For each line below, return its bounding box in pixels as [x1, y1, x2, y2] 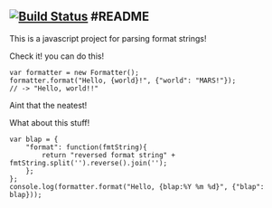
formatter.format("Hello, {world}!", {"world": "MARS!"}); [9, 76, 237, 85]
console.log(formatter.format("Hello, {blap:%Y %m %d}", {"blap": [9, 182, 265, 191]
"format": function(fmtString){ [25, 142, 147, 152]
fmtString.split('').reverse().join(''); [9, 158, 168, 167]
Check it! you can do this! [9, 51, 105, 61]
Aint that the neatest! [9, 99, 88, 110]
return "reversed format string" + [42, 150, 176, 159]
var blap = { [9, 135, 59, 144]
